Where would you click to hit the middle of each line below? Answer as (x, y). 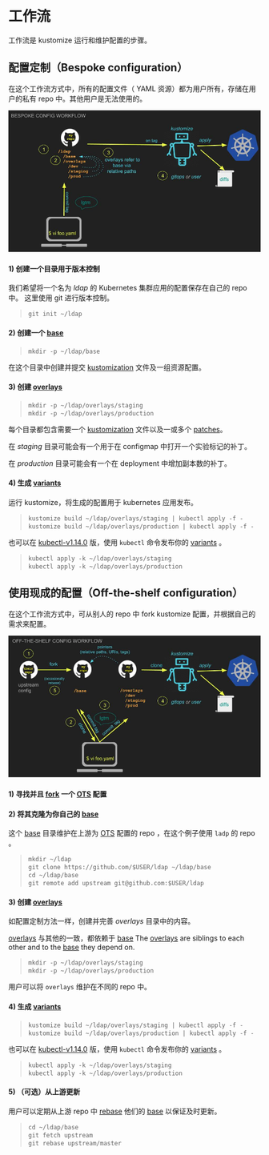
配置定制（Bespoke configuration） (98, 68)
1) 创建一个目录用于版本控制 (54, 268)
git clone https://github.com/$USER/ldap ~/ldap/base (119, 868)
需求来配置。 (29, 624)
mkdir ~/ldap (50, 860)
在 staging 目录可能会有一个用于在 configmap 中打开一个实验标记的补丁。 (130, 446)
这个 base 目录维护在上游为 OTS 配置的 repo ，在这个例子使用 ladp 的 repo (132, 833)
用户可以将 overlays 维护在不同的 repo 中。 (80, 987)
